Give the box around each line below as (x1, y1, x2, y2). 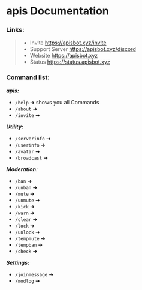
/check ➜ (14, 247, 38, 255)
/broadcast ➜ (14, 154, 49, 161)
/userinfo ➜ (14, 141, 46, 148)
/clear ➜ (14, 215, 38, 223)
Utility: (6, 123, 24, 130)
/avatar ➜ (14, 147, 40, 154)
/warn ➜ (14, 209, 35, 216)
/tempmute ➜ (14, 234, 46, 241)
